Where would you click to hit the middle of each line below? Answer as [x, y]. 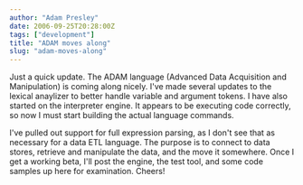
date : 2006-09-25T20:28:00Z [62, 26]
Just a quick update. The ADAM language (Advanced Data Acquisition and [148, 77]
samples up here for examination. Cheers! [87, 171]
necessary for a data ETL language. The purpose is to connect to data [140, 143]
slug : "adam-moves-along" [58, 51]
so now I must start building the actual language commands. [122, 116]
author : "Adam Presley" [54, 18]
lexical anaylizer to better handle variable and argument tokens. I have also [148, 97]
